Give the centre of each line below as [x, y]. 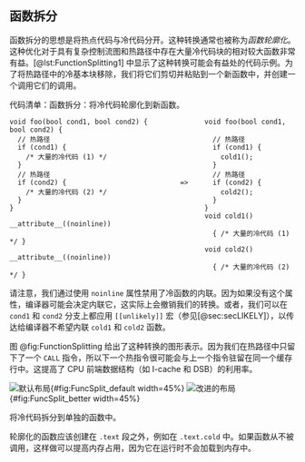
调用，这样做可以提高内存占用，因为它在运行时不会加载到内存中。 [133, 447]
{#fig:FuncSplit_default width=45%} [118, 388]
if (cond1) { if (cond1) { [139, 147]
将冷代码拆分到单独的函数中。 [65, 417]
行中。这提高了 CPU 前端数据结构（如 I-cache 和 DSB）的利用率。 [133, 369]
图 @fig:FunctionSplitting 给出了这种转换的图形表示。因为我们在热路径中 [144, 346]
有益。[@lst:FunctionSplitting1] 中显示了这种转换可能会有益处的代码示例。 [148, 63]
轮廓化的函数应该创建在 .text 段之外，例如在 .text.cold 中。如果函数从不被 [152, 436]
